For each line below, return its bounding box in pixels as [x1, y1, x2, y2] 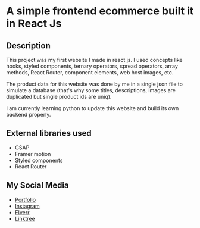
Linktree [14, 215, 36, 222]
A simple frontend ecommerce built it [6, 4, 194, 18]
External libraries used [6, 128, 92, 138]
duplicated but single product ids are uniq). [6, 93, 112, 100]
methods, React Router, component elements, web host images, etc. [6, 69, 174, 76]
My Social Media [6, 180, 70, 190]
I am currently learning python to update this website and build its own [6, 105, 179, 111]
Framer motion [14, 150, 51, 157]
